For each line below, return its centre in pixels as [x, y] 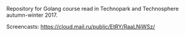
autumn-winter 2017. [32, 15]
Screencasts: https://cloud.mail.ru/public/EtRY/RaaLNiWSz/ [81, 27]
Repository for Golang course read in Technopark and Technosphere [92, 9]
